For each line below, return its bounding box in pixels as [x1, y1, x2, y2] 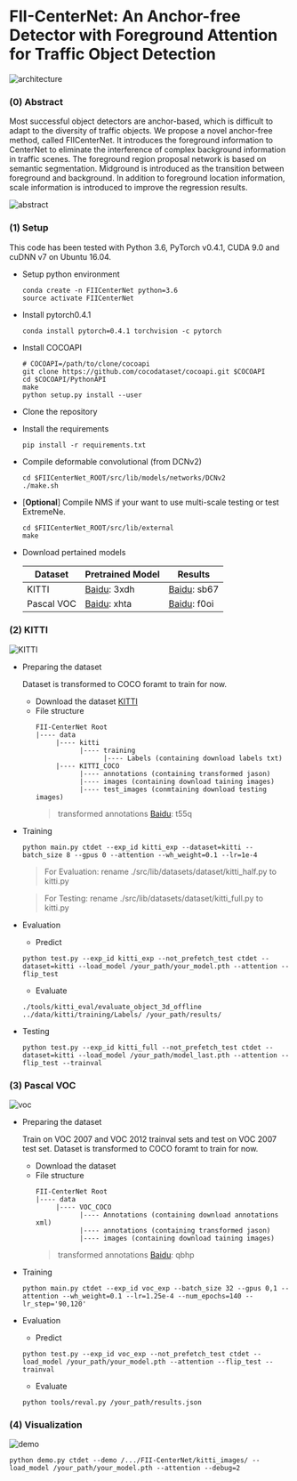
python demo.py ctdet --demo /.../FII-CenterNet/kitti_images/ [9, 1456, 249, 1465]
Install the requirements [21, 423, 109, 433]
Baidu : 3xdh [84, 583, 135, 595]
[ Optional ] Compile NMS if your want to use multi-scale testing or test [21, 497, 280, 507]
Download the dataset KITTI [35, 696, 138, 707]
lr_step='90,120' [21, 1299, 87, 1309]
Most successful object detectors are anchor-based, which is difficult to [9, 116, 274, 126]
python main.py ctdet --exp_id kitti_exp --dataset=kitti [21, 843, 242, 852]
